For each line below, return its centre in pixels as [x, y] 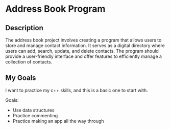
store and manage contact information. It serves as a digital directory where [85, 46]
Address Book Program [55, 9]
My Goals [21, 78]
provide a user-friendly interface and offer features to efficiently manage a [84, 56]
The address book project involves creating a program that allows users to [83, 40]
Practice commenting [35, 115]
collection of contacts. [29, 62]
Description [24, 28]
